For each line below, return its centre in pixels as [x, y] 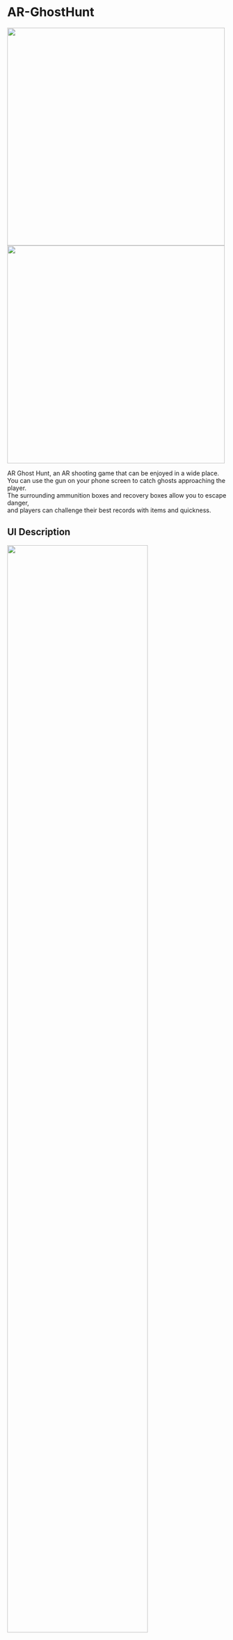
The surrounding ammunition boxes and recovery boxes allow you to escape [117, 495]
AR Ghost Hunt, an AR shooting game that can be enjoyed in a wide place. [113, 473]
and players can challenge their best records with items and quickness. [109, 510]
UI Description [39, 532]
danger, [18, 503]
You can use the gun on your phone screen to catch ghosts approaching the [116, 480]
